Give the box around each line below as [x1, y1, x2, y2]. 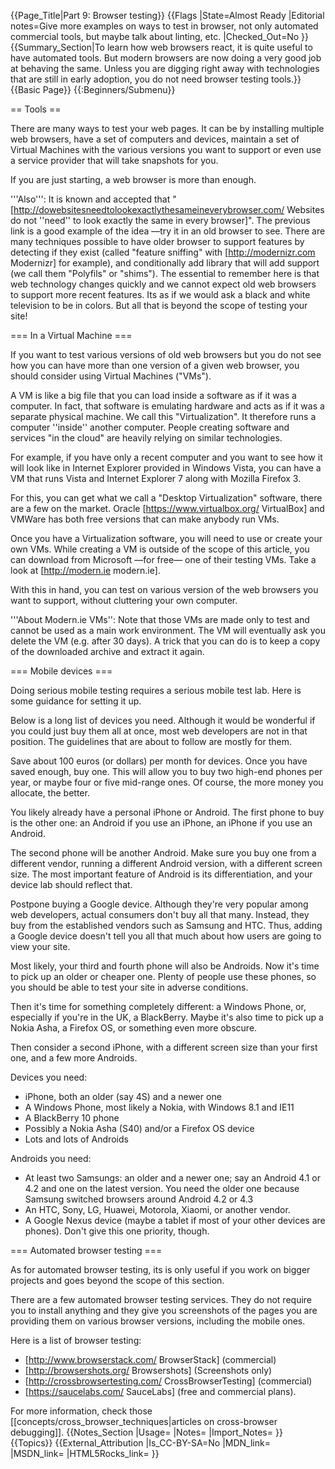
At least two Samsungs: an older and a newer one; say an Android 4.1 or [24, 1172, 321, 1184]
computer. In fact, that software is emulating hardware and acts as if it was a [10, 400, 325, 412]
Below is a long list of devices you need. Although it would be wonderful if [10, 715, 316, 726]
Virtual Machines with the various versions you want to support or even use [10, 144, 322, 155]
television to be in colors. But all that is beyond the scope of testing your [10, 300, 308, 311]
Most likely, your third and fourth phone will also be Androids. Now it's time [10, 960, 320, 972]
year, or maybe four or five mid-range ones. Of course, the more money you [10, 776, 324, 788]
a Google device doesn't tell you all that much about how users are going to [10, 930, 322, 942]
